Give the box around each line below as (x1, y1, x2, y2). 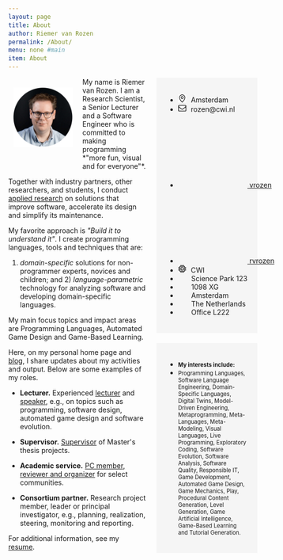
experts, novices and (62, 266, 130, 276)
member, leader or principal (19, 501, 111, 511)
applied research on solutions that (8, 194, 119, 203)
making (82, 136, 107, 146)
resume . (8, 543, 36, 551)
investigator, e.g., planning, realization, (19, 510, 146, 519)
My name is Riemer (82, 78, 145, 86)
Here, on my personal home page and (8, 348, 132, 356)
